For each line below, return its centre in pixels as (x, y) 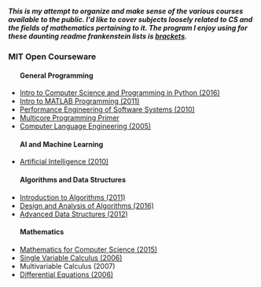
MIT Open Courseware (52, 57)
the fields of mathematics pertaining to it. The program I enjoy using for (128, 28)
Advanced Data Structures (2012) (74, 214)
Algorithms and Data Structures (73, 179)
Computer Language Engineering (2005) (85, 127)
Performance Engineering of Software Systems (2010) (107, 109)
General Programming (56, 75)
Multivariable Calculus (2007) (67, 266)
